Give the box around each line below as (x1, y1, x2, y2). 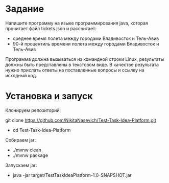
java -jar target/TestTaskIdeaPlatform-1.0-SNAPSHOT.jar (12, 172, 132, 178)
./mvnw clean (12, 147, 42, 153)
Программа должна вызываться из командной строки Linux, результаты (5, 56, 164, 62)
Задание (5, 3, 44, 15)
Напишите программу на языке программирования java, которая (5, 20, 148, 26)
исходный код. (5, 72, 37, 78)
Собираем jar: (5, 136, 36, 143)
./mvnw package (12, 152, 49, 158)
